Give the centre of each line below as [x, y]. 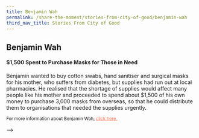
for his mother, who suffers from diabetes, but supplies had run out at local [99, 82]
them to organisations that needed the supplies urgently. [76, 107]
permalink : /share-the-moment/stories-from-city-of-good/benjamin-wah [97, 17]
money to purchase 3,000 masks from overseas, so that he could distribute [99, 101]
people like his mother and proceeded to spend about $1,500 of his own [96, 95]
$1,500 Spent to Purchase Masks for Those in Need [72, 62]
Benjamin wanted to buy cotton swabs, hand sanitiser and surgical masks [97, 76]
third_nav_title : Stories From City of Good [63, 23]
